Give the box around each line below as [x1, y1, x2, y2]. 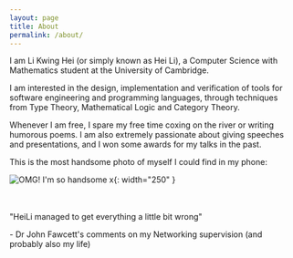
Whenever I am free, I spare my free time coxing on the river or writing [9, 119, 275, 130]
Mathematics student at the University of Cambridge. [9, 65, 210, 76]
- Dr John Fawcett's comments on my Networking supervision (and [9, 229, 263, 240]
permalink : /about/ [9, 30, 84, 39]
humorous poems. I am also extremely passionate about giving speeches [9, 129, 285, 140]
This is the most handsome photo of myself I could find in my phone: [9, 157, 267, 168]
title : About [9, 22, 59, 31]
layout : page [9, 13, 59, 23]
